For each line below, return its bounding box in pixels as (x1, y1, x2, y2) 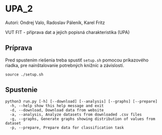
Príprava (5, 43, 32, 52)
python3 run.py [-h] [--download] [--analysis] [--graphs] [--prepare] (5, 98, 157, 104)
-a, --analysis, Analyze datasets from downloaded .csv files (9, 112, 142, 117)
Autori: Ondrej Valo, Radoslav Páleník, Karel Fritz (5, 19, 105, 25)
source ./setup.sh (5, 72, 43, 77)
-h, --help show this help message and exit (9, 103, 104, 108)
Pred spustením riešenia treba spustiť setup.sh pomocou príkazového (5, 57, 149, 63)
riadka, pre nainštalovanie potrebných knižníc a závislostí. (5, 62, 124, 68)
